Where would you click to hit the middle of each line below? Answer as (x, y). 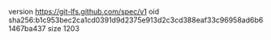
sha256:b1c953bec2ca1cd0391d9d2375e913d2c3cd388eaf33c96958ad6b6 (136, 20)
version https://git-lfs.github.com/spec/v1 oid (84, 12)
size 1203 (63, 28)
